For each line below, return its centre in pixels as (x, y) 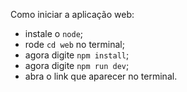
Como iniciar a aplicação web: (72, 14)
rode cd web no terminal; (74, 44)
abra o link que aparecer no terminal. (101, 76)
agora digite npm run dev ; (77, 65)
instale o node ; (54, 33)
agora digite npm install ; (77, 55)
